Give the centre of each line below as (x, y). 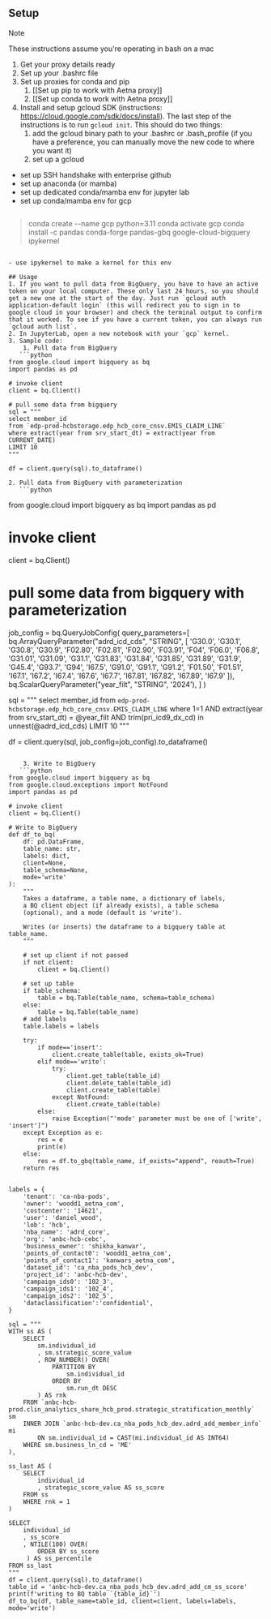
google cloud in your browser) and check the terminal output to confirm (135, 312)
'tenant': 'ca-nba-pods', (67, 1196)
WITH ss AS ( (30, 1331)
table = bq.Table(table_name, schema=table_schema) (127, 998)
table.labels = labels (61, 1026)
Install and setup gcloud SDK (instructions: (91, 107)
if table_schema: (52, 990)
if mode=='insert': (70, 1047)
